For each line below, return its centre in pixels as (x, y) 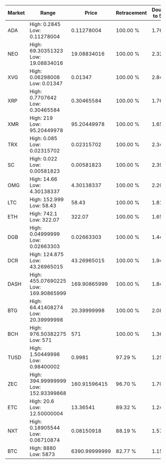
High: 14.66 (43, 179)
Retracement (131, 13)
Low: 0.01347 (46, 83)
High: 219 (41, 118)
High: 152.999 (47, 199)
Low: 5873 (42, 454)
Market (16, 13)
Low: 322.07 (44, 220)
